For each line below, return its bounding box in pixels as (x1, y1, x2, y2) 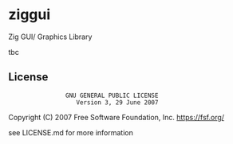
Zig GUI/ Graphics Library (8, 32, 93, 41)
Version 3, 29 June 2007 (76, 98, 159, 107)
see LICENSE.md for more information (8, 127, 133, 137)
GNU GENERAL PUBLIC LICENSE (65, 91, 159, 99)
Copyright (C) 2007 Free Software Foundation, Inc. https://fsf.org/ (8, 112, 225, 122)
